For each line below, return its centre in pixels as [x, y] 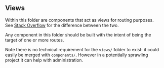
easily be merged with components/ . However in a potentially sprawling [77, 55]
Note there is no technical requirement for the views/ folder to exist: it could [82, 49]
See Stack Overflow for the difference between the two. [62, 25]
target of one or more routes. [35, 40]
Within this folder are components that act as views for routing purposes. [80, 20]
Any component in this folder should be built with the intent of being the [78, 34]
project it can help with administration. [44, 60]
